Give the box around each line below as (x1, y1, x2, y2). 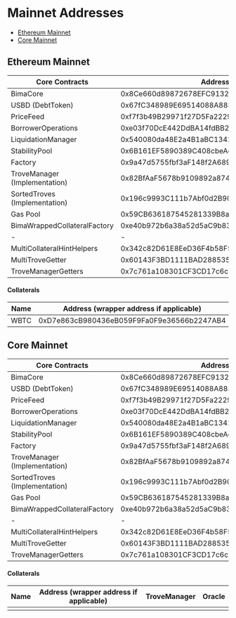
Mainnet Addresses (7, 5, 124, 21)
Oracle (202, 591, 225, 601)
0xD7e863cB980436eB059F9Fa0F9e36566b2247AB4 (38, 315, 226, 325)
